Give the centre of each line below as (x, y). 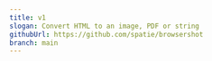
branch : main (34, 43)
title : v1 (28, 17)
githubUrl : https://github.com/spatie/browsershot (106, 34)
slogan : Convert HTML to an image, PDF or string (105, 26)
